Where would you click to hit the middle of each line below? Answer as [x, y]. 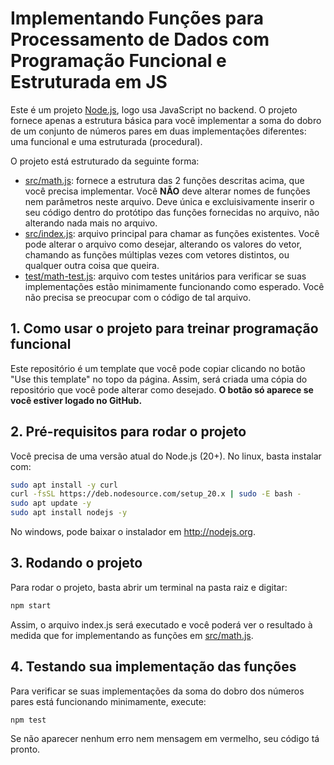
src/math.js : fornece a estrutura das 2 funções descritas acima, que [164, 180]
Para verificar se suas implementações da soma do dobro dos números [157, 691]
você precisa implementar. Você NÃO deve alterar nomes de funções [167, 191]
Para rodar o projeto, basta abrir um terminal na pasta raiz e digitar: [149, 587]
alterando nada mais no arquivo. [91, 223]
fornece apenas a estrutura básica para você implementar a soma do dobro [166, 120]
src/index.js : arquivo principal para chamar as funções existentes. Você [172, 233]
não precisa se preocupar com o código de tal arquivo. [138, 297]
